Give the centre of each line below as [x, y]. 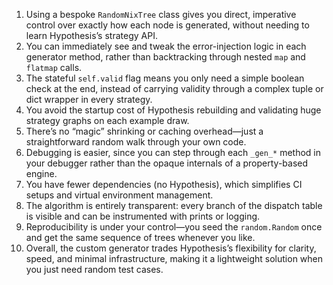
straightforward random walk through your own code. [136, 142]
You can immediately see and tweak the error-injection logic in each [166, 46]
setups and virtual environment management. [119, 195]
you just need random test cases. [94, 269]
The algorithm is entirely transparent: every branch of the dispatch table [174, 205]
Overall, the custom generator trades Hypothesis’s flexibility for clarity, [171, 248]
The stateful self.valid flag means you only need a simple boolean [165, 78]
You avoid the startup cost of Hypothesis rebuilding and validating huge [173, 110]
